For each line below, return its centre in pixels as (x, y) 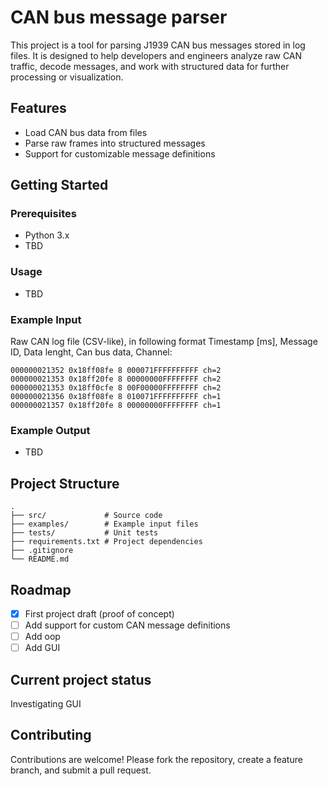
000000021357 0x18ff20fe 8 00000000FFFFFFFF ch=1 (116, 406)
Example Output (50, 430)
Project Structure (65, 483)
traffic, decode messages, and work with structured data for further (150, 66)
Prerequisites (43, 214)
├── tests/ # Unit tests (84, 533)
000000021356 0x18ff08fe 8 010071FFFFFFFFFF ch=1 (116, 397)
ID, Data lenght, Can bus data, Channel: (91, 352)
